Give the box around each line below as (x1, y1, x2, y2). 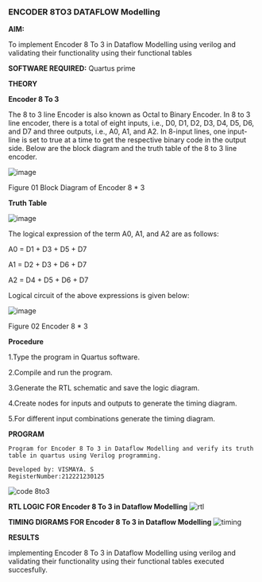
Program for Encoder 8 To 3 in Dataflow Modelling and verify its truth (8, 444, 254, 453)
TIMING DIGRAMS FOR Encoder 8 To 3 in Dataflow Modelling (8, 518, 212, 527)
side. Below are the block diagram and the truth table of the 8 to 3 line (8, 144, 237, 153)
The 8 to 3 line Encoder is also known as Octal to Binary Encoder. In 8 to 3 (8, 110, 251, 119)
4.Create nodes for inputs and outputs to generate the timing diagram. (8, 398, 237, 408)
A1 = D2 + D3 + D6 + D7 (8, 260, 87, 270)
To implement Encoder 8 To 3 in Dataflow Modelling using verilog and (8, 40, 237, 49)
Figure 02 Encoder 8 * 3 (8, 321, 89, 332)
